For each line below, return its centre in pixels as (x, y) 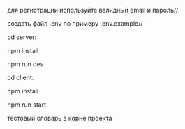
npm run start (27, 105)
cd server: (22, 37)
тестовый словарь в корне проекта (60, 118)
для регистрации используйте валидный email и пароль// (93, 10)
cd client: (21, 77)
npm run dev (25, 64)
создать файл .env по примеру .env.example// (75, 23)
